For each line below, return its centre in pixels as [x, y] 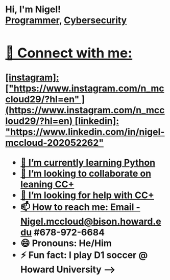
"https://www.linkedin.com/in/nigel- [85, 132]
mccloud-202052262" [54, 143]
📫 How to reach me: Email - [80, 207]
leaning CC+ [47, 184]
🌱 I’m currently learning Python [88, 163]
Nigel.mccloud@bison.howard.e [91, 221]
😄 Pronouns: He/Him [66, 243]
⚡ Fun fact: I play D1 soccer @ [84, 255]
